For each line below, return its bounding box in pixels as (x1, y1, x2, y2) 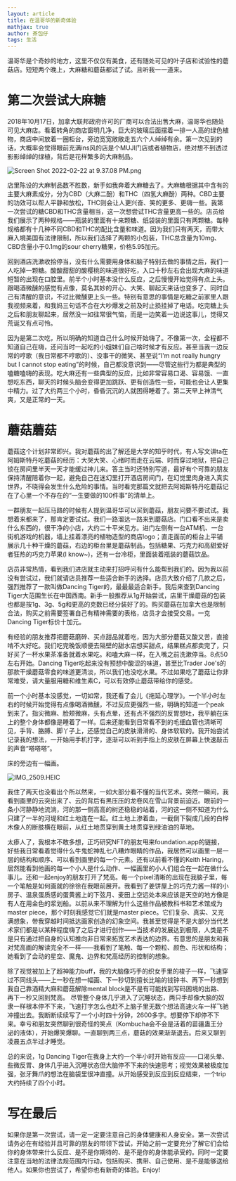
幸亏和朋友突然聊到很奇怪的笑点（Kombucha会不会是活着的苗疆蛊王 (19, 1020, 217, 1028)
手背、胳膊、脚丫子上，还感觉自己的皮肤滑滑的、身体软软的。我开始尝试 (19, 727, 229, 735)
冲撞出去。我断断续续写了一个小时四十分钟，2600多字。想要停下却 (7, 1011, 202, 1019)
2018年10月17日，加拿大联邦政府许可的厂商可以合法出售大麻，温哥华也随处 (7, 117, 225, 126)
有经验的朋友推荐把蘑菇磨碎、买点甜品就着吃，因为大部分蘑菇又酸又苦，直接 (7, 633, 229, 640)
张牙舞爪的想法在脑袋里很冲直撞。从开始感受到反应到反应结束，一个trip (19, 1070, 226, 1078)
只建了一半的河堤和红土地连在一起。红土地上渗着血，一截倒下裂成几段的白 (7, 814, 223, 822)
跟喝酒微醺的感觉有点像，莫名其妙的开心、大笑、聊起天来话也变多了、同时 (7, 284, 223, 292)
